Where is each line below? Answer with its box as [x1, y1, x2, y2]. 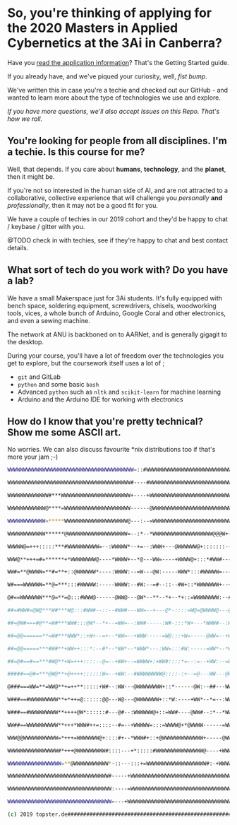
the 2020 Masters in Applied [7, 20, 178, 36]
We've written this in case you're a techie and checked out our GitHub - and [7, 86, 228, 94]
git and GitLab [17, 373, 61, 381]
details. [7, 243, 29, 252]
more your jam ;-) [7, 452, 59, 461]
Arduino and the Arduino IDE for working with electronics [17, 394, 183, 404]
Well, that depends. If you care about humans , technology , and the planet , [7, 165, 226, 173]
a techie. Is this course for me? [7, 146, 145, 158]
